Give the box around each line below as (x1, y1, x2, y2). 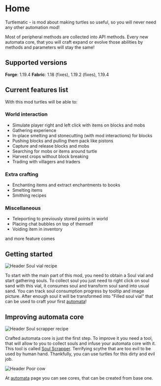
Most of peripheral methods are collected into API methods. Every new (5, 34, 148, 40)
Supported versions (5, 58, 67, 67)
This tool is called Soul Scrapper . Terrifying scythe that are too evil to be (5, 346, 151, 352)
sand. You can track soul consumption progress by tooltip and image (5, 288, 144, 294)
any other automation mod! (5, 24, 60, 30)
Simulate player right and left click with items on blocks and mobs (12, 122, 145, 128)
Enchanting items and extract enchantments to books (12, 182, 120, 188)
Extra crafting (5, 171, 38, 178)
